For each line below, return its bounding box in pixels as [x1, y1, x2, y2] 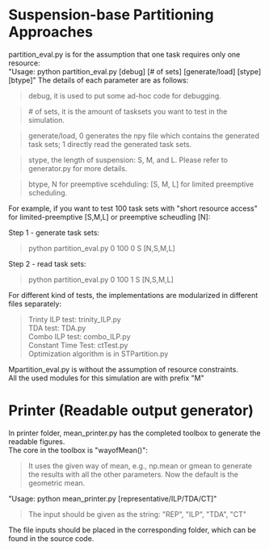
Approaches [8, 23, 93, 41]
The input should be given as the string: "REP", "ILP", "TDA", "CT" [27, 509, 246, 519]
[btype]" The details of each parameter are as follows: [8, 75, 189, 85]
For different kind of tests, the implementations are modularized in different [8, 290, 258, 300]
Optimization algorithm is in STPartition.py [27, 349, 169, 359]
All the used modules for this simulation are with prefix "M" [8, 373, 204, 383]
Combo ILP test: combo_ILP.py [27, 331, 131, 341]
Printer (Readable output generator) [8, 401, 254, 420]
